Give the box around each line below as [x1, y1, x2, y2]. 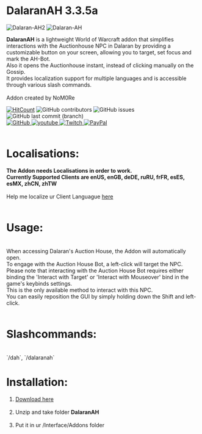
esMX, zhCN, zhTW [6, 179, 57, 187]
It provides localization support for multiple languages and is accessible [6, 74, 187, 82]
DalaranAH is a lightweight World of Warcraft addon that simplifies [6, 35, 174, 43]
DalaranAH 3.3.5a [6, 4, 99, 18]
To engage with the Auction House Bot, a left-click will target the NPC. [6, 260, 183, 267]
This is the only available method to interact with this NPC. [6, 286, 153, 294]
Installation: [6, 375, 68, 389]
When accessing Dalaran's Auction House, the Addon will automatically [6, 247, 186, 255]
